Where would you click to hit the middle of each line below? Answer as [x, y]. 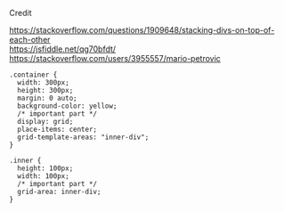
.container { [33, 75]
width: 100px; [43, 176]
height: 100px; [45, 168]
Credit [20, 13]
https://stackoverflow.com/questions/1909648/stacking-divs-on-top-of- [142, 30]
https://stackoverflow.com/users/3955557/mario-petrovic [115, 58]
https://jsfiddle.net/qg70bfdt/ [63, 49]
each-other [30, 40]
